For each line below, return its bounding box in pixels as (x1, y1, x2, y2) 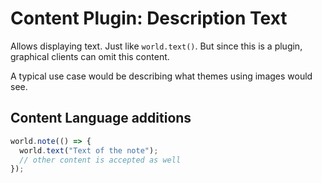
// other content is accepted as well (19, 155, 182, 165)
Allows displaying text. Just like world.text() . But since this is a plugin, (10, 40, 303, 52)
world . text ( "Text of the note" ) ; (19, 145, 159, 156)
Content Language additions (10, 110, 192, 127)
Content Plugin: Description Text (10, 7, 288, 30)
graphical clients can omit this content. (10, 50, 170, 62)
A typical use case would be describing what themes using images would (10, 70, 313, 82)
